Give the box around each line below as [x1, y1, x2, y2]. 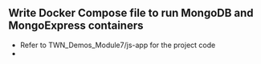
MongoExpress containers [8, 19, 144, 33]
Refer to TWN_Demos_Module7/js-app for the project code [19, 40, 216, 50]
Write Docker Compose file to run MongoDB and [8, 6, 255, 20]
